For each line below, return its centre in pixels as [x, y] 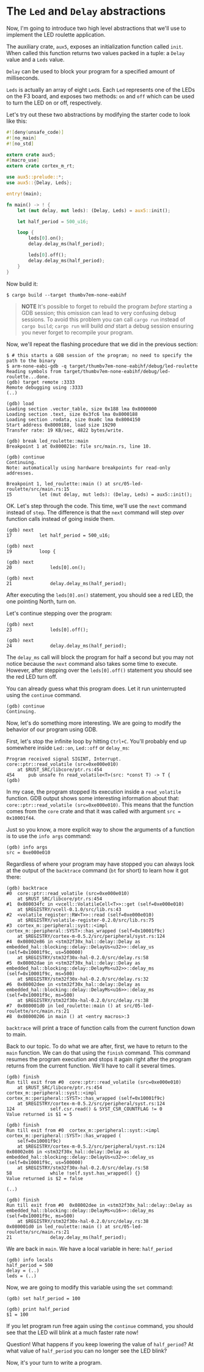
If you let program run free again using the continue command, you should [100, 1326]
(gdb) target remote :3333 [41, 382]
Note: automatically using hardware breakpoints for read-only [89, 468]
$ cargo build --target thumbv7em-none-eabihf [67, 295]
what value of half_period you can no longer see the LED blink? [87, 1351]
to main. [16, 1034]
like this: [17, 121]
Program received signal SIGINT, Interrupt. [64, 759]
